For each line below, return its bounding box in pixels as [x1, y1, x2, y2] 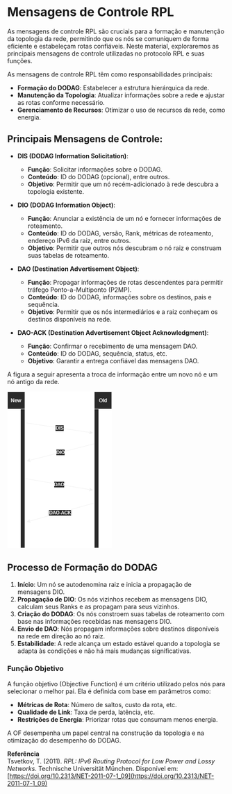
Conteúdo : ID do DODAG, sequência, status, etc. [27, 349, 168, 358]
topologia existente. [27, 187, 85, 195]
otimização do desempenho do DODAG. [7, 736, 122, 744]
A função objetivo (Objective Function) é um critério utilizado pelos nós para [7, 679, 226, 688]
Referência [7, 750, 40, 758]
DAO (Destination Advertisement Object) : [17, 265, 140, 273]
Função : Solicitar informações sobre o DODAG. [27, 165, 163, 174]
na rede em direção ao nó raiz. [17, 631, 106, 640]
